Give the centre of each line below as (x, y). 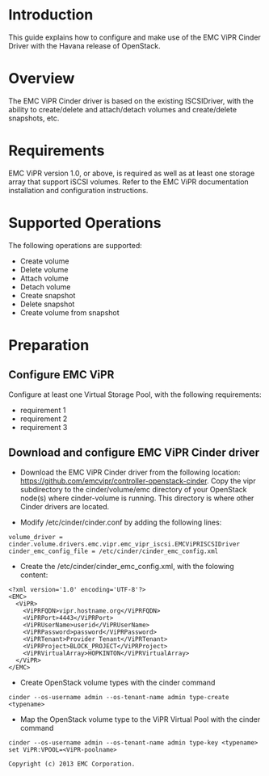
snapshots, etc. (34, 118)
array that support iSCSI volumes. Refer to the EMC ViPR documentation (128, 181)
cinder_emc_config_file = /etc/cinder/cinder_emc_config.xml (113, 551)
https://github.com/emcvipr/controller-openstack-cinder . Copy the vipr (138, 481)
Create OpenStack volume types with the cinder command (118, 682)
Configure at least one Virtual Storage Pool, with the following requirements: (135, 394)
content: (34, 575)
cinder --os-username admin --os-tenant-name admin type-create (119, 697)
